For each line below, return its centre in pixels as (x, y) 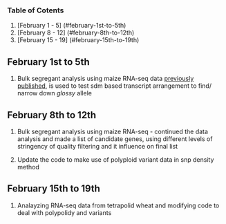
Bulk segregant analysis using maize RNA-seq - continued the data (113, 131)
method (28, 167)
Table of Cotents (36, 10)
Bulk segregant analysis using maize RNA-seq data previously (105, 79)
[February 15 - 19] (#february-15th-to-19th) (78, 40)
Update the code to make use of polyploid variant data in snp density (115, 159)
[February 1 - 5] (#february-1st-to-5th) (72, 26)
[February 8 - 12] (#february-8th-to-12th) (76, 32)
